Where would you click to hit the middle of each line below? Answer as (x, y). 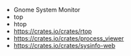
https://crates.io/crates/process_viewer (69, 38)
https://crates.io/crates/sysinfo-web (64, 46)
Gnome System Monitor (47, 10)
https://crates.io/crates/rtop (53, 31)
